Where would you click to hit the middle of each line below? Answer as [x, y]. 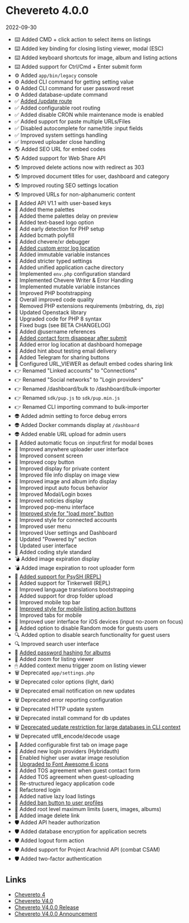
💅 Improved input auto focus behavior [61, 488]
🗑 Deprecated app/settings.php [54, 673]
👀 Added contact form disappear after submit [70, 338]
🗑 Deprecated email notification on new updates [75, 691]
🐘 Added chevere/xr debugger [52, 241]
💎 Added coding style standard [53, 552]
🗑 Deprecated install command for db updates [72, 718]
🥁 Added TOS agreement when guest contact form [77, 770]
